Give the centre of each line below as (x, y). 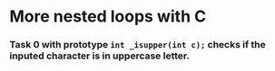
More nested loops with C (108, 17)
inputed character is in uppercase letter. (100, 56)
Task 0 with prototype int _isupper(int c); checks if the (137, 45)
